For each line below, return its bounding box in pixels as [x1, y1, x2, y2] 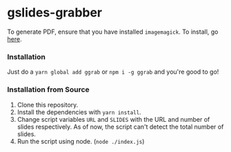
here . [7, 34, 22, 43]
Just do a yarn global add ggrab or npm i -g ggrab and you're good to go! [7, 67, 219, 76]
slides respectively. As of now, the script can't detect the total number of [17, 122, 224, 131]
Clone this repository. [17, 100, 79, 109]
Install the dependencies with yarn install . [17, 108, 141, 116]
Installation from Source [7, 85, 90, 94]
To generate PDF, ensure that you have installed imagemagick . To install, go [7, 28, 219, 36]
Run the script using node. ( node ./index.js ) [17, 137, 145, 145]
